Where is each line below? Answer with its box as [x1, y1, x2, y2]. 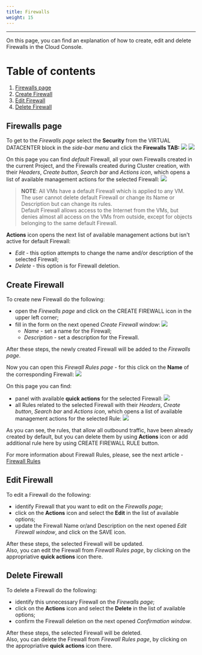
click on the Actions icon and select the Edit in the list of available [14, 509, 179, 516]
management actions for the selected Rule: [14, 415, 122, 423]
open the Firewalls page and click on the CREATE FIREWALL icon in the [14, 307, 192, 315]
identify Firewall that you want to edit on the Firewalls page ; [14, 502, 164, 510]
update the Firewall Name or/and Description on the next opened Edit [14, 522, 187, 529]
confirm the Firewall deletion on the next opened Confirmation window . [14, 617, 192, 625]
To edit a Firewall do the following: [6, 491, 91, 498]
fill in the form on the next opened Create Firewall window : [14, 321, 161, 328]
